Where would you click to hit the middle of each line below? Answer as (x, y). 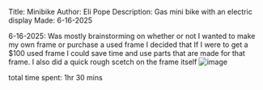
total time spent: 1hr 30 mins (55, 77)
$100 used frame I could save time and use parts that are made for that (127, 53)
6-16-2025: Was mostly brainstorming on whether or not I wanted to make (132, 36)
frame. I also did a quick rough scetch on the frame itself (103, 62)
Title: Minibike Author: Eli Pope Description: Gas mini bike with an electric (130, 12)
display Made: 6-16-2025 (51, 20)
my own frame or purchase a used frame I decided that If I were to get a (128, 45)
